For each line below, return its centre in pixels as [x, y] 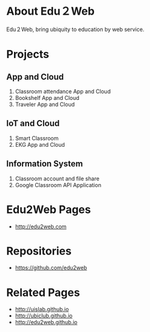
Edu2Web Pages [49, 209]
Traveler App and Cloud [45, 104]
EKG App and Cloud [40, 144]
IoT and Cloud [33, 123]
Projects [28, 55]
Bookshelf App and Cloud [47, 97]
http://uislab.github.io [42, 309]
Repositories [39, 251]
